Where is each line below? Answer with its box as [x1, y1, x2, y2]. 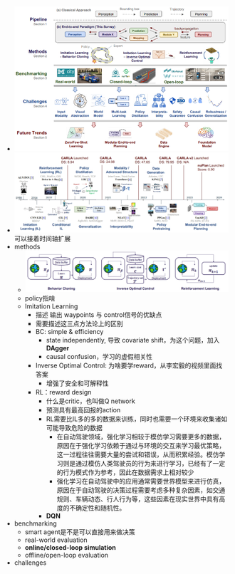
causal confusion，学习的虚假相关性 [46, 352, 153, 360]
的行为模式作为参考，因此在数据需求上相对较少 [56, 468, 194, 476]
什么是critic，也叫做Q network [46, 397, 135, 405]
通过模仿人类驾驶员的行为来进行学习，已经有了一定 [75, 459, 226, 467]
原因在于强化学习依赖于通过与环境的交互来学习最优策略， [56, 441, 226, 449]
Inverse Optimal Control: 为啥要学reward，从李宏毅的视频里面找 [35, 361, 223, 370]
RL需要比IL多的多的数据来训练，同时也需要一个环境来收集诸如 [46, 414, 228, 423]
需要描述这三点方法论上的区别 [35, 319, 123, 328]
